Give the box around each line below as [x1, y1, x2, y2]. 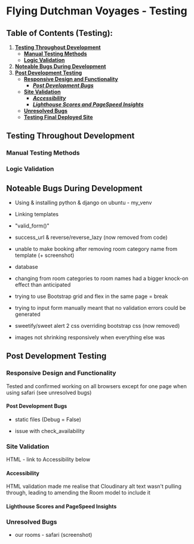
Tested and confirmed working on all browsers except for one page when [6, 382, 187, 389]
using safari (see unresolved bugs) [6, 389, 92, 396]
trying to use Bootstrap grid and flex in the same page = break [14, 293, 168, 300]
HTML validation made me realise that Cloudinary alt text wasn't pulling [6, 482, 182, 490]
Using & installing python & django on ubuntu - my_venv [14, 199, 152, 207]
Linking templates [14, 211, 58, 218]
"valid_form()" [14, 222, 50, 229]
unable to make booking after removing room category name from [14, 245, 178, 253]
